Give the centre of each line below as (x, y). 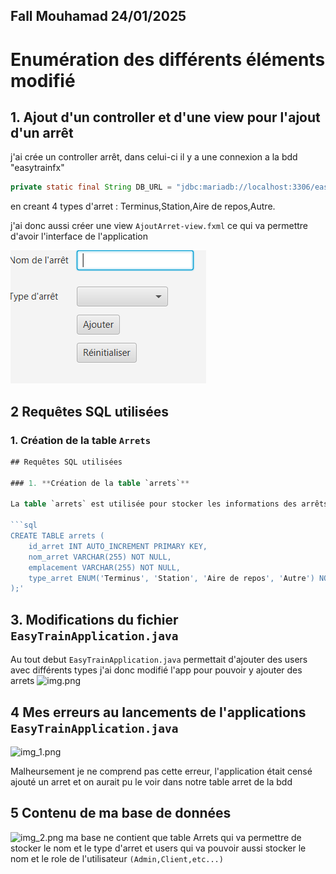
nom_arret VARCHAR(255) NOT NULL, (100, 557)
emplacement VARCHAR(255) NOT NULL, (105, 567)
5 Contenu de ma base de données (121, 813)
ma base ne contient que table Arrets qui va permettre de (183, 837)
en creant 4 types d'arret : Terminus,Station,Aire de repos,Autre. (143, 206)
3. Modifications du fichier (94, 619)
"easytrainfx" (37, 168)
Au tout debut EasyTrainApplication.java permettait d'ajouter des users (159, 660)
